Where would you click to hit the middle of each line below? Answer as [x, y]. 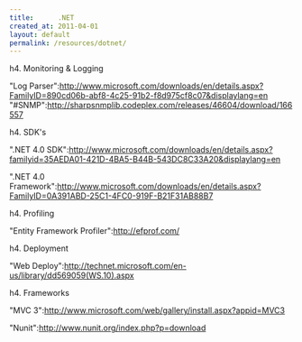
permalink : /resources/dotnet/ [68, 43]
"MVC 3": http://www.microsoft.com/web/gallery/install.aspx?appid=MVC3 [147, 310]
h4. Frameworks [40, 293]
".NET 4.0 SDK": [39, 150]
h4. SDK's [28, 133]
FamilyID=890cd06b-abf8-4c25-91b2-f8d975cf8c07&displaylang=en [139, 96]
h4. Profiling [32, 214]
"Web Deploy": [37, 266]
